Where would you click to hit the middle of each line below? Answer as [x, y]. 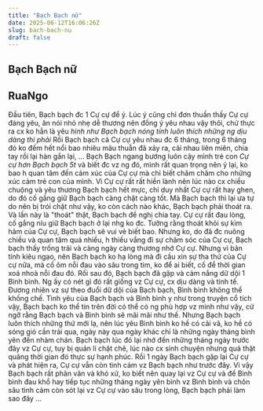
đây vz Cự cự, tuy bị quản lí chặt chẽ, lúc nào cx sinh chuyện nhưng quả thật [132, 349]
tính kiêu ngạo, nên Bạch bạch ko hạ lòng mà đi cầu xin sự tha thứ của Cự [128, 257]
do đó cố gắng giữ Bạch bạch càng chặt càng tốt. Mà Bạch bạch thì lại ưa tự [131, 198]
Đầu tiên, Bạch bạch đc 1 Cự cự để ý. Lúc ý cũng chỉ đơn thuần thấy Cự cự [128, 115]
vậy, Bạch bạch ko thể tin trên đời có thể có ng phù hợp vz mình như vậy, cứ [131, 306]
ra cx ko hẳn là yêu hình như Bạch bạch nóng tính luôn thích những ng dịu [128, 131]
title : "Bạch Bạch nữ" [45, 15]
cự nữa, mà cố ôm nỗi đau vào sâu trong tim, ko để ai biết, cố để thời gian [127, 265]
